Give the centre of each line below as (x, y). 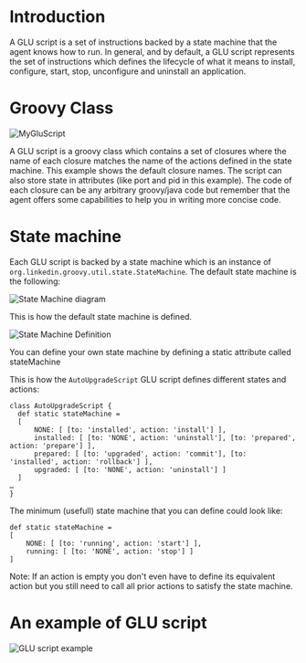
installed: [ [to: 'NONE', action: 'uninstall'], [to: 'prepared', (165, 437)
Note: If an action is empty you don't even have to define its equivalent (142, 576)
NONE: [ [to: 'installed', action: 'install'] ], (130, 430)
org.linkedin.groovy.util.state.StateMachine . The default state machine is (153, 271)
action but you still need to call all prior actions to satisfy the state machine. (152, 585)
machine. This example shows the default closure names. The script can (146, 170)
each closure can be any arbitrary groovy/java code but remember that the (150, 190)
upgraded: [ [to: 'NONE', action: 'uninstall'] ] (130, 469)
